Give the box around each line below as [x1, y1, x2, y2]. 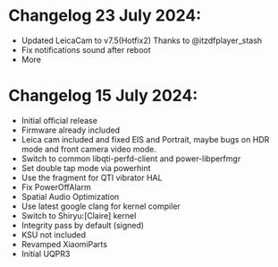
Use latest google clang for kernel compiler [21, 201, 181, 211]
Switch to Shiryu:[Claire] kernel [21, 210, 137, 220]
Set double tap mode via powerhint [21, 162, 151, 173]
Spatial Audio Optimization [21, 191, 120, 202]
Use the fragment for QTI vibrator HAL [21, 172, 163, 183]
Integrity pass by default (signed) [21, 220, 145, 230]
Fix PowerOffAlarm [21, 181, 91, 193]
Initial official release [21, 115, 97, 125]
